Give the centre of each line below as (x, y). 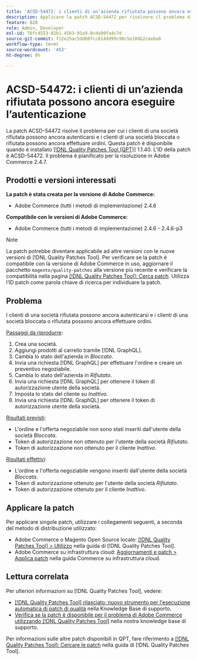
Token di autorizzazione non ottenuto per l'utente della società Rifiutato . (102, 442)
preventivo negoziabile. (43, 369)
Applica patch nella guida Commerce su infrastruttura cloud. (87, 558)
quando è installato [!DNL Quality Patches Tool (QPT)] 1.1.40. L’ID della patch (98, 149)
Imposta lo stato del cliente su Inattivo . (61, 394)
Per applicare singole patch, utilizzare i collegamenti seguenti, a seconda (94, 522)
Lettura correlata (38, 577)
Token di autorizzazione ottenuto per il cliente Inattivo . (80, 489)
